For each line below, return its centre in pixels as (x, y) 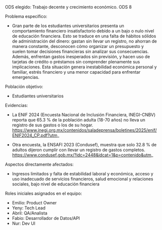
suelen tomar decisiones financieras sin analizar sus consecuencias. (80, 51)
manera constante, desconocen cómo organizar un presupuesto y (78, 46)
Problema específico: (26, 16)
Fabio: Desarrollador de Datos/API (46, 218)
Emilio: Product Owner (34, 203)
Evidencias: (16, 105)
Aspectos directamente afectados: (39, 164)
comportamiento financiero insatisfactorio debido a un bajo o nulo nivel (83, 31)
